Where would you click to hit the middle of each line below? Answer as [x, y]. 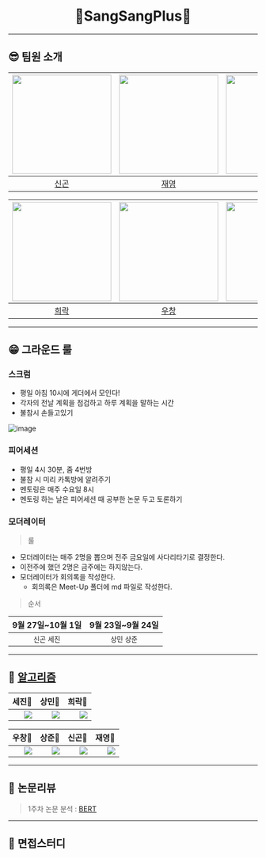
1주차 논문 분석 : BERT [62, 809]
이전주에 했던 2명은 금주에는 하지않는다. [81, 567]
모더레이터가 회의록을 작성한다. [68, 577]
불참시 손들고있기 [46, 413]
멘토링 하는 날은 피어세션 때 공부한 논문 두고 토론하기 [101, 499]
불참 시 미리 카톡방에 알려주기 [65, 479]
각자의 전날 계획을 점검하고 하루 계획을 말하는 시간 [97, 403]
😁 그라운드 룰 [40, 350]
